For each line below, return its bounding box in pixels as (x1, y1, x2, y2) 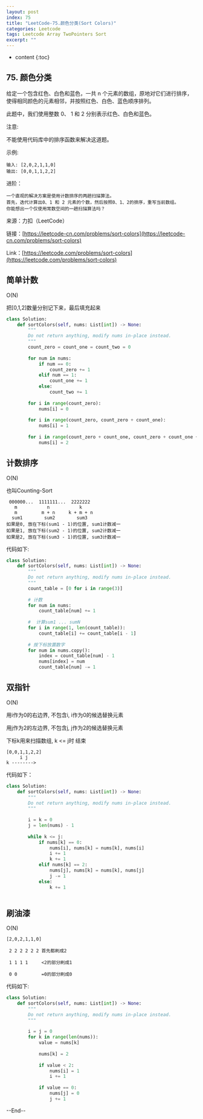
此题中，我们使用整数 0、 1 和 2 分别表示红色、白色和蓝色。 (6, 110, 155, 117)
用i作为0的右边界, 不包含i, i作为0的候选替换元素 (6, 711, 124, 718)
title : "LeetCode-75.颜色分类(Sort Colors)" (6, 20, 117, 26)
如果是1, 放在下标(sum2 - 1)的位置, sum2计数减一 (6, 527, 121, 534)
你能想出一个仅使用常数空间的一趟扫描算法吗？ (6, 206, 106, 212)
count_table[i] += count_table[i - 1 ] (38, 630, 137, 637)
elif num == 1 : (38, 372, 77, 378)
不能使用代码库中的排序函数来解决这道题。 (6, 135, 112, 143)
